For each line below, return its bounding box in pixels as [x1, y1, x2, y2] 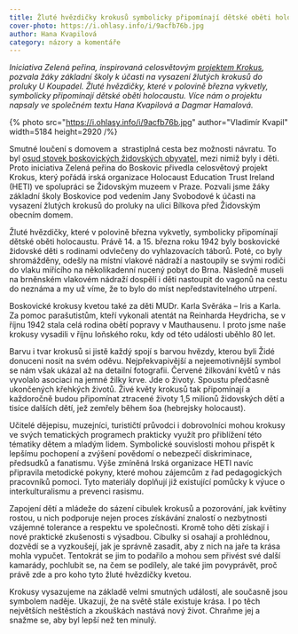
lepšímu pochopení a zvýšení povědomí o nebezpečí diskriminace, [9, 448, 253, 459]
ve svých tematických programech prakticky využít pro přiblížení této [9, 430, 263, 440]
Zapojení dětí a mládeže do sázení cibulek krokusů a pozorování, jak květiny [9, 503, 286, 514]
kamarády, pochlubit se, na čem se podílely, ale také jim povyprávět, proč [9, 560, 278, 571]
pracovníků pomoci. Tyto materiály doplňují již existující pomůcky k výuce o [9, 477, 286, 487]
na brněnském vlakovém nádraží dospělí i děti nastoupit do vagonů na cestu [9, 274, 287, 285]
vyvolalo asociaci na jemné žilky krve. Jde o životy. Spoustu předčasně [9, 375, 270, 385]
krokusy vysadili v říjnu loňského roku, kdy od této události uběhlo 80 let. [9, 329, 276, 340]
